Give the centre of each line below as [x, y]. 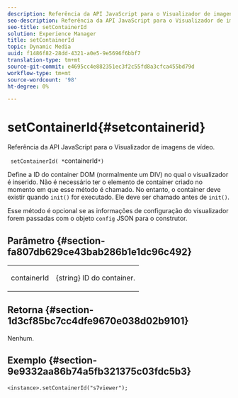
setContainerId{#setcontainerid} [107, 127]
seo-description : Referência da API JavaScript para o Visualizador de [115, 21]
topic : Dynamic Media [39, 47]
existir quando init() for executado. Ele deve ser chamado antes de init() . [119, 197]
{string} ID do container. [96, 278]
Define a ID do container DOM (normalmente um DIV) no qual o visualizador [118, 175]
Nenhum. [21, 338]
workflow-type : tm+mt [39, 73]
